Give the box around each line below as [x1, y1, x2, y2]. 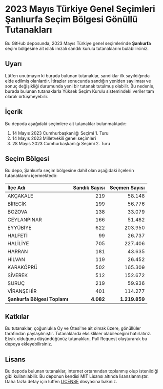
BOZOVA [7, 209, 28, 216]
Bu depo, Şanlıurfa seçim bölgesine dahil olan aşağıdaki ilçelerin [5, 168, 134, 173]
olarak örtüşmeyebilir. [5, 93, 49, 99]
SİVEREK [7, 272, 28, 279]
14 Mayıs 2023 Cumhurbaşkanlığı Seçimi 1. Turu [12, 130, 109, 136]
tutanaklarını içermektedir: [5, 173, 58, 179]
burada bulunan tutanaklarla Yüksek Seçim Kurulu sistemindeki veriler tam [5, 88, 155, 94]
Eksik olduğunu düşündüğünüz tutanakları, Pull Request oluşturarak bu [5, 336, 147, 342]
